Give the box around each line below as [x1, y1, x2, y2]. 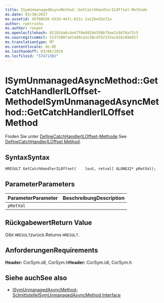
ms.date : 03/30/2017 [5, 12, 48, 17]
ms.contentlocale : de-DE [5, 44, 56, 49]
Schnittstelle [12, 292, 38, 298]
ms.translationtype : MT [5, 40, 55, 45]
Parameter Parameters [5, 180, 75, 188]
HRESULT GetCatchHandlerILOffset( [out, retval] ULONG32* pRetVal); [5, 166, 156, 171]
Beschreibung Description [62, 194, 125, 201]
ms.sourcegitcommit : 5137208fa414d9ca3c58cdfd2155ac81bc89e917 [5, 35, 139, 40]
